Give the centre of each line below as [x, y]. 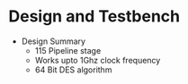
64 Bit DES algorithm [73, 70]
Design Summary [54, 41]
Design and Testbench [94, 17]
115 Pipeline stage [68, 50]
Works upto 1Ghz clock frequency [98, 60]
